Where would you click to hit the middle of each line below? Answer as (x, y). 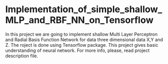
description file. (22, 56)
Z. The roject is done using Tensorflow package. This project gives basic (82, 45)
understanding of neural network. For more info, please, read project (77, 50)
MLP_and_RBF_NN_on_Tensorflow (79, 20)
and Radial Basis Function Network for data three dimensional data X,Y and (84, 40)
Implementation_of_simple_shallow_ (84, 9)
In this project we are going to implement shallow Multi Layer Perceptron (81, 34)
